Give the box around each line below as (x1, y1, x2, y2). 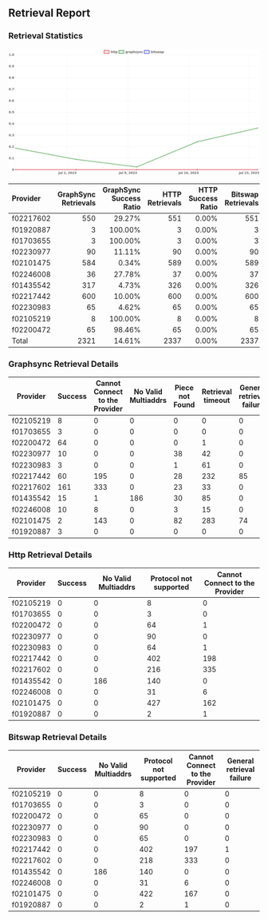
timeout (203, 396, 231, 405)
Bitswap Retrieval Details (8, 731, 108, 743)
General (227, 756, 254, 766)
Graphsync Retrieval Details (8, 358, 119, 369)
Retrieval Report (8, 6, 91, 20)
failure (229, 773, 252, 783)
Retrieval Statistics (8, 30, 84, 42)
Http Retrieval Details (8, 549, 93, 560)
